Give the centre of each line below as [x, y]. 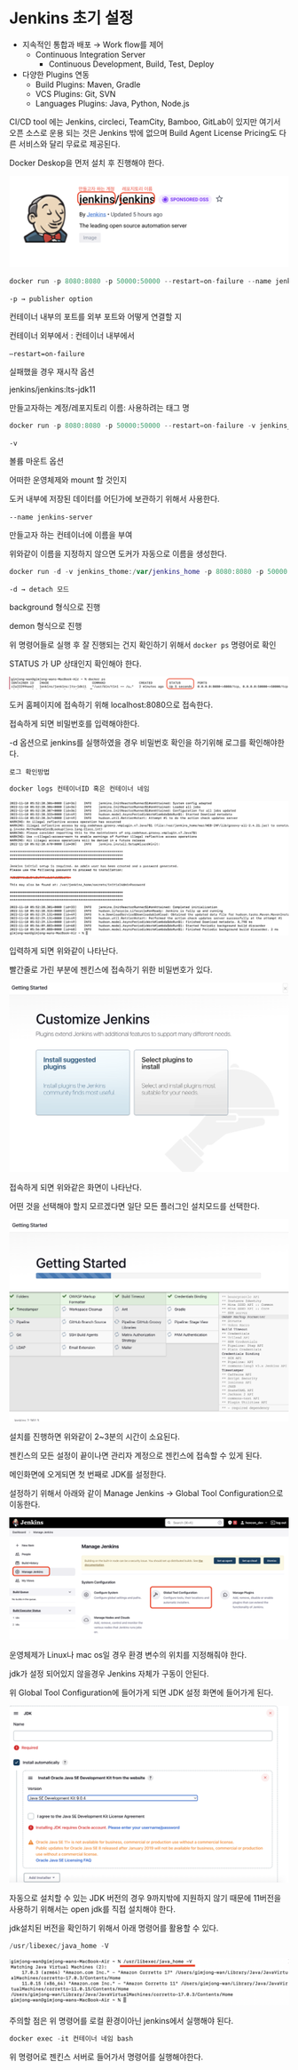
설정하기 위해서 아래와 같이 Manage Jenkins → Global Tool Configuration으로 [146, 1493]
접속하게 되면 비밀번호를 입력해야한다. [74, 724]
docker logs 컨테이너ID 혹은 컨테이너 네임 [79, 789]
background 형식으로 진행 [55, 607]
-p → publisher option [51, 299]
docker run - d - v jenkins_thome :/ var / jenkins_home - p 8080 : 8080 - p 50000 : [150, 572]
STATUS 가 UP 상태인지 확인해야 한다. [75, 664]
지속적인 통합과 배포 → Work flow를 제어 [93, 44]
